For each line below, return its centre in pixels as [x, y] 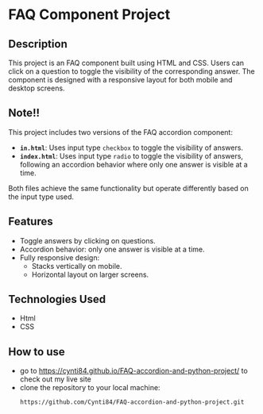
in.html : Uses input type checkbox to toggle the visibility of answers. [131, 148]
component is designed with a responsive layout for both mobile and [120, 80]
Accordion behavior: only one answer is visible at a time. [112, 249]
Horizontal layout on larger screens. [90, 274]
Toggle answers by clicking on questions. [88, 240]
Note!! [24, 113]
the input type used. [41, 197]
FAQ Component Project [89, 15]
